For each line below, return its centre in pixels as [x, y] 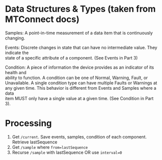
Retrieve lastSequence [35, 142]
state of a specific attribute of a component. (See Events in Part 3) [71, 58]
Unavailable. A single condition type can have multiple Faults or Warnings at [81, 83]
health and [16, 72]
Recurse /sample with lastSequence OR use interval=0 [67, 152]
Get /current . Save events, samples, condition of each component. [79, 137]
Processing [28, 123]
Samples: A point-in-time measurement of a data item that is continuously [79, 33]
